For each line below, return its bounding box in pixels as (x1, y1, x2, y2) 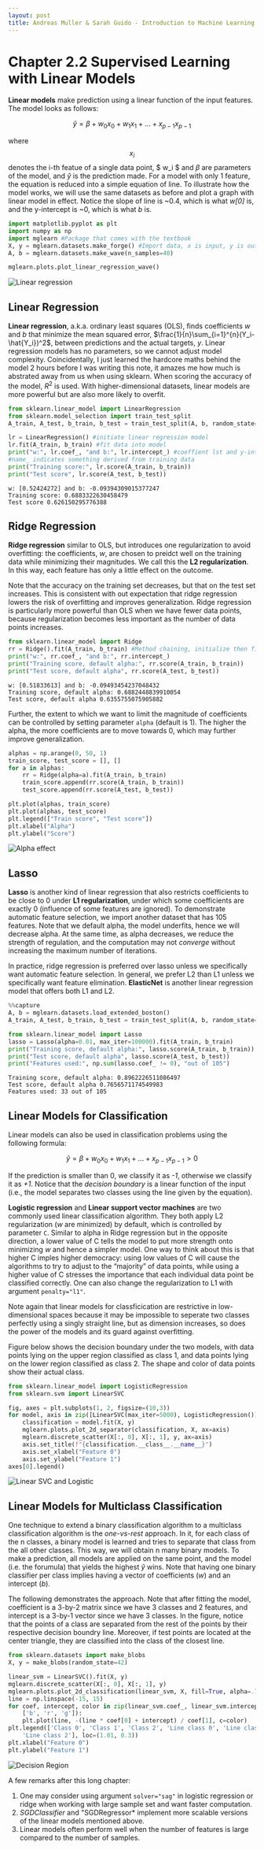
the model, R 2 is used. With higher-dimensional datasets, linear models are (8, 380, 250, 391)
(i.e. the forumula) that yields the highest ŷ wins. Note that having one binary (8, 1563, 256, 1572)
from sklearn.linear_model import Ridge (8, 638, 143, 646)
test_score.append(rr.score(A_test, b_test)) (22, 786, 174, 794)
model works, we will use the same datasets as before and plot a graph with (8, 188, 255, 198)
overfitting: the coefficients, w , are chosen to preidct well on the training (8, 549, 242, 558)
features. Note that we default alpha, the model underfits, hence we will (8, 921, 240, 930)
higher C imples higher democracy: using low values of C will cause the (8, 1253, 240, 1262)
